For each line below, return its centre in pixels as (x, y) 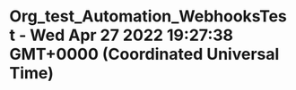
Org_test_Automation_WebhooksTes (148, 16)
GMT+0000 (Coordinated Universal (144, 54)
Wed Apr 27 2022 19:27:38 (132, 35)
